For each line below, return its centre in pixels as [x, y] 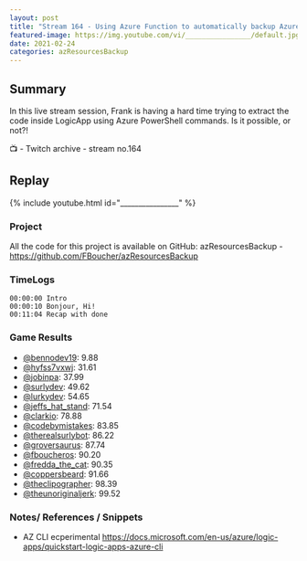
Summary [38, 89]
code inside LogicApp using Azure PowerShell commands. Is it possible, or [150, 121]
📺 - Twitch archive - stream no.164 [75, 148]
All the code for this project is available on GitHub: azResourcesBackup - [146, 247]
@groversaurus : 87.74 [64, 445]
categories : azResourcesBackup [69, 52]
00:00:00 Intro [38, 299]
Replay [30, 180]
